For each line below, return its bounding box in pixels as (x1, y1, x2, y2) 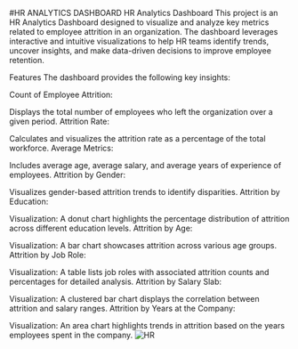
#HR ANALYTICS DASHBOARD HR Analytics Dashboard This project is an (9, 8, 278, 18)
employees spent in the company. (9, 329, 133, 340)
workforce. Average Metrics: (9, 142, 114, 153)
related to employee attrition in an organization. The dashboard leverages (9, 27, 278, 37)
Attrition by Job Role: (9, 249, 86, 260)
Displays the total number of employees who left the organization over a (9, 107, 273, 117)
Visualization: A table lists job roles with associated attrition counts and (9, 267, 270, 277)
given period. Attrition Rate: (9, 116, 109, 126)
